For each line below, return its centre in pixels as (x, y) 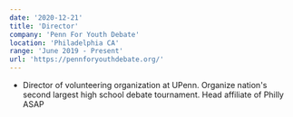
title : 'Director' (44, 26)
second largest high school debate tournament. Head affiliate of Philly (153, 94)
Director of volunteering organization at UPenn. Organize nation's (145, 85)
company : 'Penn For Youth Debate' (75, 34)
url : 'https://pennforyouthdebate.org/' (87, 59)
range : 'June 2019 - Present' (67, 51)
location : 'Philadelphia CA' (64, 43)
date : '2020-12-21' (46, 18)
